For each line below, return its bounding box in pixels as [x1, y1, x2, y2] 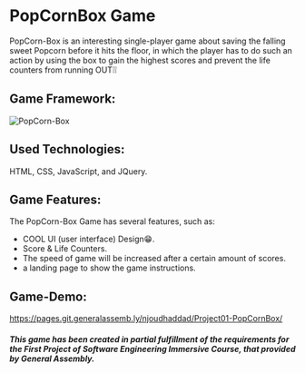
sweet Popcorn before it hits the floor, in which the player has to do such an [9, 44, 293, 55]
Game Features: [9, 191, 102, 207]
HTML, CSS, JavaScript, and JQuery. [9, 165, 148, 177]
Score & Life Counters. [22, 243, 107, 254]
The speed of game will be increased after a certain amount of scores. [22, 253, 286, 264]
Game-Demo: [9, 289, 88, 304]
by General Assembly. [9, 353, 95, 364]
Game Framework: [9, 92, 116, 107]
